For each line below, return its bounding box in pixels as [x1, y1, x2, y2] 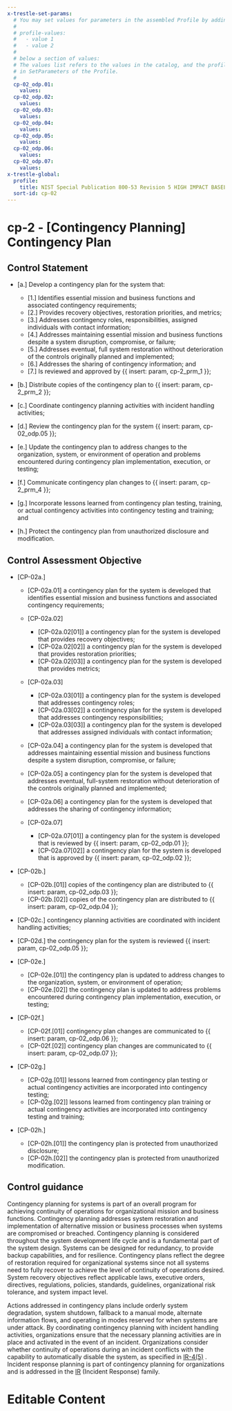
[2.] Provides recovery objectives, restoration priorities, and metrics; [27, 308, 222, 317]
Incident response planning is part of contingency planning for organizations [7, 1360, 225, 1368]
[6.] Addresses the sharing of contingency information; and [27, 360, 197, 368]
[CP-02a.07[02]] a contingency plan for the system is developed [37, 846, 222, 854]
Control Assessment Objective [7, 554, 142, 566]
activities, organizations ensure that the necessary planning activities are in [7, 1330, 222, 1338]
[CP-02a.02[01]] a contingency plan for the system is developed [37, 627, 221, 636]
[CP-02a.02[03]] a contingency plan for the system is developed [37, 657, 222, 665]
